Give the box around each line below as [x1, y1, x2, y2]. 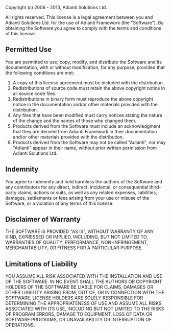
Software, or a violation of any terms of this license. [5, 200, 114, 206]
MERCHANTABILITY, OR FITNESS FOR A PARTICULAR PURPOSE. [5, 245, 143, 251]
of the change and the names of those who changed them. [12, 117, 137, 124]
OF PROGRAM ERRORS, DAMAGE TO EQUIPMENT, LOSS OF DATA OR [5, 311, 153, 317]
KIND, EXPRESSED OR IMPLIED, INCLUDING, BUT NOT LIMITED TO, [5, 234, 148, 240]
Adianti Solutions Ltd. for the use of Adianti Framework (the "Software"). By [5, 20, 164, 26]
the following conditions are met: [5, 69, 75, 76]
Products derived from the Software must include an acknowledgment [12, 123, 161, 129]
